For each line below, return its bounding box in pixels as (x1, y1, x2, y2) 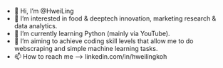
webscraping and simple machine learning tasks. (14, 45, 158, 52)
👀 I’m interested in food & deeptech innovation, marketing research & (14, 14, 217, 23)
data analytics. (14, 22, 58, 30)
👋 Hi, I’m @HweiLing (14, 7, 74, 15)
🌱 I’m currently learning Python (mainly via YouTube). (14, 29, 170, 38)
